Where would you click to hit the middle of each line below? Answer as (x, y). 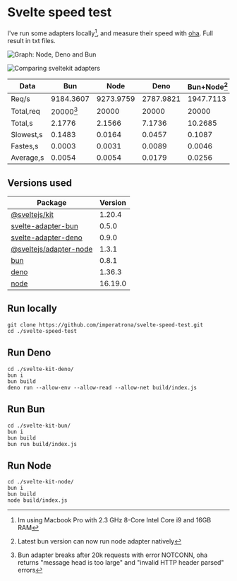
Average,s (28, 158)
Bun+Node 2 (207, 86)
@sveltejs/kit (32, 215)
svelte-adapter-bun (45, 226)
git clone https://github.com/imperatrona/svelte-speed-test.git (105, 325)
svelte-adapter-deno (47, 237)
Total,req (26, 111)
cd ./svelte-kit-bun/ (39, 426)
